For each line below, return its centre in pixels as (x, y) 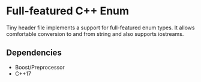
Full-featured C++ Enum (68, 11)
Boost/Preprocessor (40, 67)
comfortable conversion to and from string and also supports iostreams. (95, 34)
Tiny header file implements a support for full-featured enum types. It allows (100, 28)
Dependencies (34, 53)
